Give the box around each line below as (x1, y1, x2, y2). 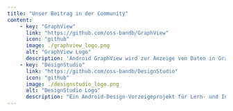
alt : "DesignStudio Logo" (25, 87, 101, 94)
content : (7, 17, 33, 23)
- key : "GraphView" (19, 23, 76, 30)
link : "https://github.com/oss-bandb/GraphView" (25, 29, 169, 37)
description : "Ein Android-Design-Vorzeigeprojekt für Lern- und (25, 94, 218, 101)
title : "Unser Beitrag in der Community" (7, 10, 129, 17)
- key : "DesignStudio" (19, 61, 85, 68)
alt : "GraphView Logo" (25, 49, 92, 56)
